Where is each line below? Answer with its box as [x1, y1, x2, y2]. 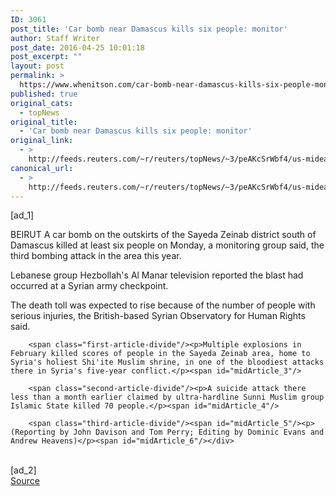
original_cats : [10, 98, 74, 108]
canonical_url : [10, 163, 74, 173]
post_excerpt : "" [10, 52, 83, 62]
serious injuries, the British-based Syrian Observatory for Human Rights [10, 310, 306, 322]
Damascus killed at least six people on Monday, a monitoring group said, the [10, 239, 325, 251]
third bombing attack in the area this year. [10, 250, 182, 262]
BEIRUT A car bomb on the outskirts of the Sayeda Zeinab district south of [10, 229, 317, 241]
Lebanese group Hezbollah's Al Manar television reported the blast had [10, 269, 304, 281]
